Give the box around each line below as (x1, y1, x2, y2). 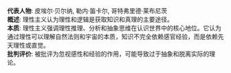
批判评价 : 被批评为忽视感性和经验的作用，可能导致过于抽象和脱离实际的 (7, 50, 210, 58)
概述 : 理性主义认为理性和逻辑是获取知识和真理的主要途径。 (7, 15, 173, 23)
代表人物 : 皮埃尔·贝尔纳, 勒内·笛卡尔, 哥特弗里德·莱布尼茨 (7, 7, 168, 14)
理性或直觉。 (12, 41, 49, 49)
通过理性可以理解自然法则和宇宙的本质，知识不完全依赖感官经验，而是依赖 (7, 32, 218, 41)
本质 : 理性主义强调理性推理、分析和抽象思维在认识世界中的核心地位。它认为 (7, 24, 221, 32)
